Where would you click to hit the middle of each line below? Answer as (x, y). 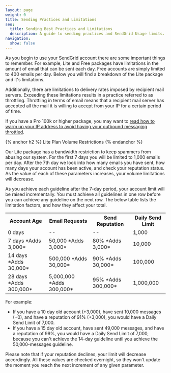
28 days (18, 276)
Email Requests (68, 221)
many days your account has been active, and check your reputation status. (85, 168)
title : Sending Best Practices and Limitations (61, 29)
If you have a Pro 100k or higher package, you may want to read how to (80, 121)
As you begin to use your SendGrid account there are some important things (85, 58)
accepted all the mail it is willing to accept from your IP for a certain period (83, 106)
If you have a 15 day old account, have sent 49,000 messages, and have (88, 328)
